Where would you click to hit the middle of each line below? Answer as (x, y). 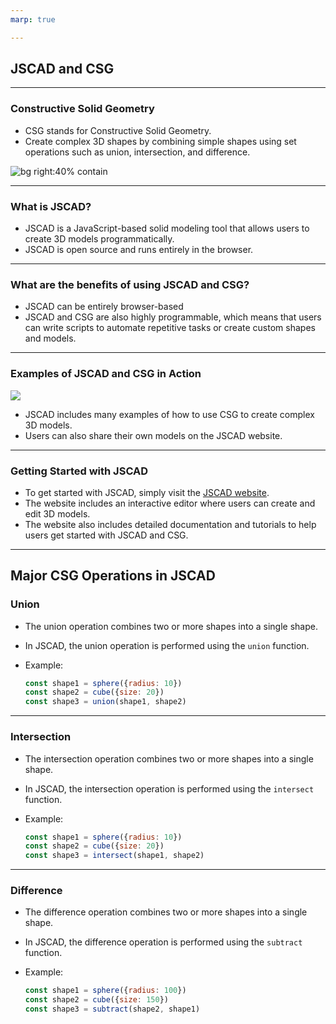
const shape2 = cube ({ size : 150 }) (96, 1000)
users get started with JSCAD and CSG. (106, 535)
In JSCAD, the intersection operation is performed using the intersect (169, 788)
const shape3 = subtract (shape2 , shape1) (112, 1009)
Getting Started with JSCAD (79, 471)
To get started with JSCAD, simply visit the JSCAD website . (147, 492)
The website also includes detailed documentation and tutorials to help (170, 524)
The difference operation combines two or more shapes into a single (166, 912)
